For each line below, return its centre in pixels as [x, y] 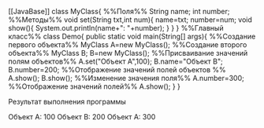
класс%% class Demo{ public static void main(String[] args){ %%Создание [132, 36]
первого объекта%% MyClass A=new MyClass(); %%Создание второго [128, 45]
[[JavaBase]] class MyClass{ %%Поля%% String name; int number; [119, 11]
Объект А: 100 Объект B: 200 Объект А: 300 [82, 117]
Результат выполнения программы [67, 102]
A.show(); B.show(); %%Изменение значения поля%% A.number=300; [126, 78]
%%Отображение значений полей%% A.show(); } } [95, 86]
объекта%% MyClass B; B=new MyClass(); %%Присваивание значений [128, 53]
